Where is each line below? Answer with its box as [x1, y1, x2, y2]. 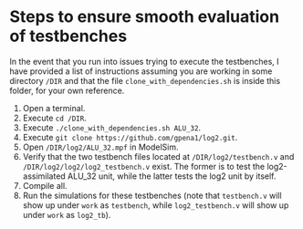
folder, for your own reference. [9, 85, 125, 96]
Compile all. [22, 180, 68, 191]
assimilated [22, 171, 66, 182]
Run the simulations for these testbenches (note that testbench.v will [22, 190, 282, 201]
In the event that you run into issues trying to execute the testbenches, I [9, 56, 280, 67]
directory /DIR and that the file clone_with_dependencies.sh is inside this [9, 75, 281, 86]
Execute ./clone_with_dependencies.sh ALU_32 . [22, 121, 202, 133]
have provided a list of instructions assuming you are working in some [9, 66, 273, 77]
